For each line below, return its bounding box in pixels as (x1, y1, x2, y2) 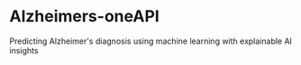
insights (9, 45, 39, 55)
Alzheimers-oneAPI (9, 6, 160, 27)
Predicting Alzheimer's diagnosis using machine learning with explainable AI (9, 36, 293, 46)
